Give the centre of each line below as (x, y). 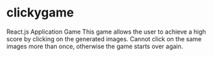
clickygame (40, 13)
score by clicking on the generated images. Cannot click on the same (104, 38)
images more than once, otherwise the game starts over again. (95, 46)
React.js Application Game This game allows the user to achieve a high (106, 32)
